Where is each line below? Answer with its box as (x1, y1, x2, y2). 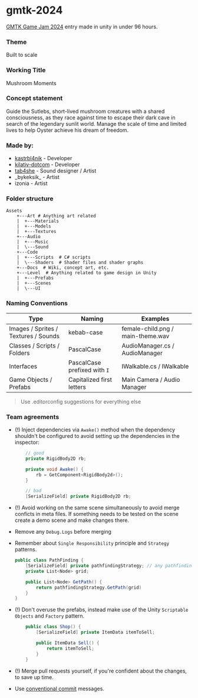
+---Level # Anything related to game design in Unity (16, 270, 157, 276)
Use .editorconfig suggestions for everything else (20, 398, 141, 405)
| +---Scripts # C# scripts (16, 255, 91, 261)
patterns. (14, 546, 37, 553)
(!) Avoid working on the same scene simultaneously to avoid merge (14, 504, 180, 511)
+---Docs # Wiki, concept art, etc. (16, 265, 110, 271)
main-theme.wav (121, 332, 170, 340)
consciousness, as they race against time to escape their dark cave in (6, 113, 176, 121)
